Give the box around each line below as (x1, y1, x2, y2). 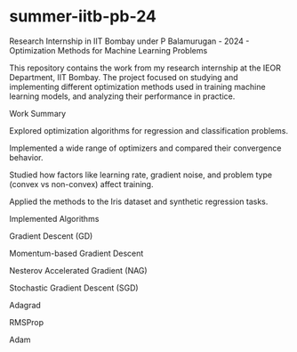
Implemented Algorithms (9, 213, 100, 224)
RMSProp (9, 316, 44, 327)
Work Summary (9, 108, 67, 119)
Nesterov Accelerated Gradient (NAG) (9, 265, 148, 275)
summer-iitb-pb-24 (9, 6, 157, 27)
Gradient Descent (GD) (9, 230, 93, 241)
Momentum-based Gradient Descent (9, 248, 144, 258)
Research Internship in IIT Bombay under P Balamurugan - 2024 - (9, 36, 250, 46)
